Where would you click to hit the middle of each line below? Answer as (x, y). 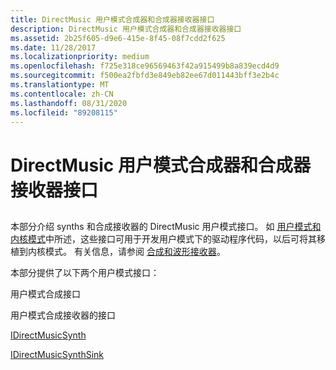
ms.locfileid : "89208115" (64, 112)
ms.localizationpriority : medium (80, 57)
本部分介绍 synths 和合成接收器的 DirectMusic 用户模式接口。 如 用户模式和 (166, 226)
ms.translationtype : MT (60, 85)
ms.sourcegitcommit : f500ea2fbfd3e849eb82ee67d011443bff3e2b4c (145, 76)
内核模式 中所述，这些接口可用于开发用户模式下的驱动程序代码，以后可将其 (163, 238)
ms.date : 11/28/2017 (53, 47)
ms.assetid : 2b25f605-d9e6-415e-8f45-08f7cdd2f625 (118, 38)
